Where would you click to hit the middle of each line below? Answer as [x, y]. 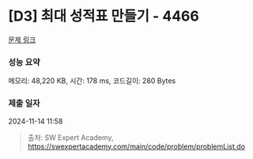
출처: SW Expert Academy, [70, 137]
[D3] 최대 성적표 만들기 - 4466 [104, 16]
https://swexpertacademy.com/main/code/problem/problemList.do [136, 146]
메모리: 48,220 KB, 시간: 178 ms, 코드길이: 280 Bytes [92, 81]
